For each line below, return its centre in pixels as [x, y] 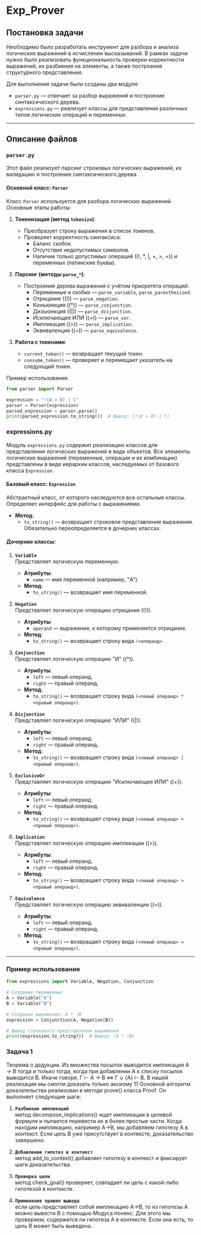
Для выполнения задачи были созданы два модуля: [73, 84]
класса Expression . [30, 470]
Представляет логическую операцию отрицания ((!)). [83, 610]
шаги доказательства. [43, 1164]
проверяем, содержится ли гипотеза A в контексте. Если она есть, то [104, 1219]
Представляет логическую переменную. [67, 561]
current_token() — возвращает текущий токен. [84, 354]
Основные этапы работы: [39, 207]
